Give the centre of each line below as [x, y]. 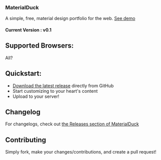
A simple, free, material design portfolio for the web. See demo [70, 19]
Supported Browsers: [39, 46]
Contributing [26, 140]
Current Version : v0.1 [28, 30]
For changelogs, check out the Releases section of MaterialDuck [72, 124]
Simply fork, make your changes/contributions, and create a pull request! [81, 152]
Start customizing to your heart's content [55, 91]
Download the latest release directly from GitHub [63, 86]
